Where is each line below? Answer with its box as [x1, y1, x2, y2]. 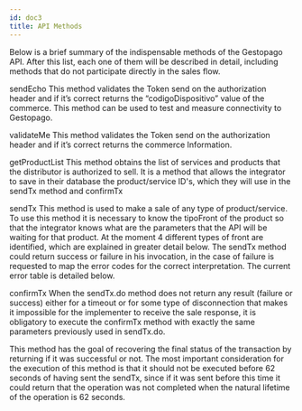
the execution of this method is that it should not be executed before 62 [9, 362, 276, 373]
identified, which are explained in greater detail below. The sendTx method [9, 241, 287, 252]
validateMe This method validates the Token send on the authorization [9, 129, 270, 140]
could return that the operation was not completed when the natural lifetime [9, 381, 290, 393]
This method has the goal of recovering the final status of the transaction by [9, 343, 292, 354]
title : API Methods [9, 22, 83, 31]
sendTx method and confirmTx [9, 185, 124, 196]
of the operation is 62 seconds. [9, 391, 126, 402]
